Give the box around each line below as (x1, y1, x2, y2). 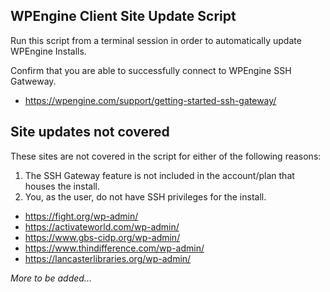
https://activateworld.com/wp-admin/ (24, 220, 180, 233)
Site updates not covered (10, 124, 170, 141)
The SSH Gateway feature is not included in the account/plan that (24, 169, 295, 181)
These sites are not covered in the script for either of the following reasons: (10, 150, 322, 162)
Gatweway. (10, 75, 57, 87)
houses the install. (24, 180, 100, 192)
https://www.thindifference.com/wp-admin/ (24, 242, 205, 254)
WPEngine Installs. (10, 45, 87, 57)
